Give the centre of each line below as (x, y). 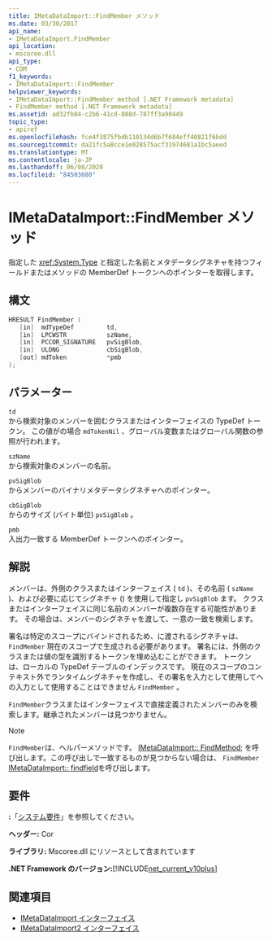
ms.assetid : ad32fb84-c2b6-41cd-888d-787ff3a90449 (96, 115)
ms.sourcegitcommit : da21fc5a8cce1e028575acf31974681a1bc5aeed (118, 144)
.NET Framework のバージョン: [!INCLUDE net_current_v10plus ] (113, 869)
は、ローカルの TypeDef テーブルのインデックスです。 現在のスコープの (128, 666)
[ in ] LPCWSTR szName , (76, 335)
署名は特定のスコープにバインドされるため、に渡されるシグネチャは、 (126, 636)
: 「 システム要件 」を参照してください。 (73, 817)
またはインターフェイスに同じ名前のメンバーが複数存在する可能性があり (129, 608)
